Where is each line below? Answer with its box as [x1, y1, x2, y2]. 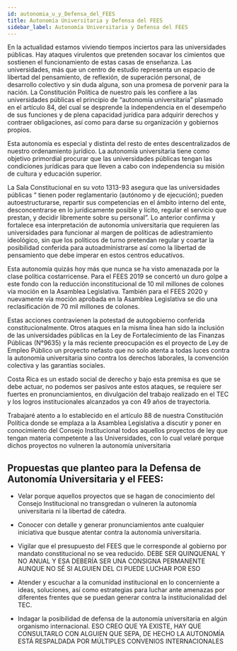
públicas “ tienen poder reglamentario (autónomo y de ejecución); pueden [7, 191, 224, 199]
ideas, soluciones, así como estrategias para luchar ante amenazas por [17, 586, 225, 594]
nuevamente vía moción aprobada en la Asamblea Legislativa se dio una [7, 295, 218, 303]
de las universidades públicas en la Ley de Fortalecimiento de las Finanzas [7, 331, 225, 340]
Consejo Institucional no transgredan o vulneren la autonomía [17, 499, 197, 508]
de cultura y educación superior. [7, 169, 103, 178]
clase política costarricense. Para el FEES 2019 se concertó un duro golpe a [7, 272, 229, 281]
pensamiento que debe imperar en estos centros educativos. [7, 251, 185, 259]
